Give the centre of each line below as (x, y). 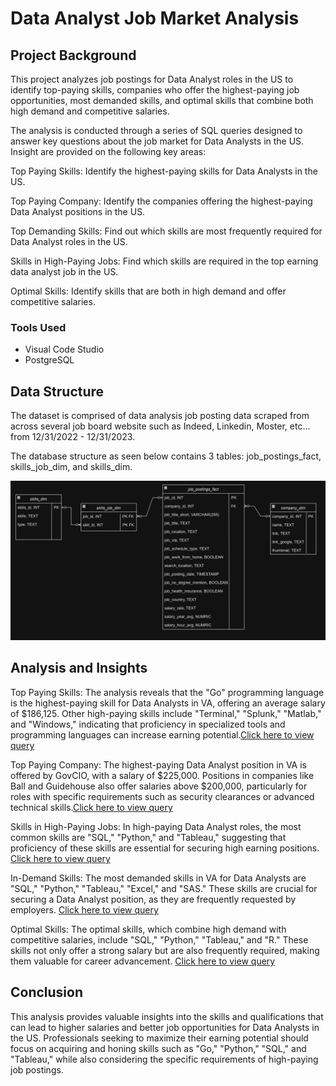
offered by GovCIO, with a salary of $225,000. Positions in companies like (162, 775)
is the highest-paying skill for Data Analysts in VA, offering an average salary (168, 703)
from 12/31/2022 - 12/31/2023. (73, 437)
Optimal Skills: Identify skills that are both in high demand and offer (148, 291)
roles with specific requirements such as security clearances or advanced (162, 796)
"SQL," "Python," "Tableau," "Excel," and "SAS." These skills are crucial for (164, 888)
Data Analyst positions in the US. (78, 211)
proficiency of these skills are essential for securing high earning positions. (165, 848)
